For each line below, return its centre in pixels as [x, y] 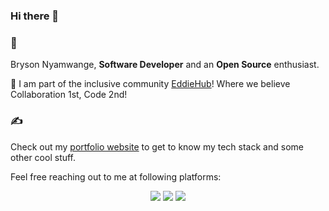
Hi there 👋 [35, 16]
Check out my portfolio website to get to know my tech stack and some [157, 146]
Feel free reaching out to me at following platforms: [116, 176]
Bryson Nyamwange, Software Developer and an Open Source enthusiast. [165, 65]
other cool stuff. [43, 157]
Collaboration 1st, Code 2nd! [69, 95]
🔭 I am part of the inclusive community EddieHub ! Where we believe [150, 84]
